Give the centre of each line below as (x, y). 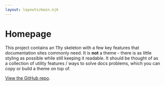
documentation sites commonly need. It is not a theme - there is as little (79, 53)
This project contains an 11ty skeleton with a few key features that (72, 48)
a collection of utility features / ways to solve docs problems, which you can (83, 63)
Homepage (28, 34)
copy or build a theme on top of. (38, 68)
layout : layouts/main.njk (32, 10)
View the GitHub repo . (28, 78)
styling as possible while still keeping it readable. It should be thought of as (82, 58)
